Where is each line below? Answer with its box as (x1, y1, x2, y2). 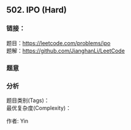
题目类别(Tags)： (6, 96, 50, 104)
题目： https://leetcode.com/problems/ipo (6, 39, 111, 46)
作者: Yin (6, 117, 29, 125)
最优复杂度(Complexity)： (6, 104, 72, 112)
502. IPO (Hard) (6, 5, 67, 15)
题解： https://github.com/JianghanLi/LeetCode (6, 47, 125, 54)
